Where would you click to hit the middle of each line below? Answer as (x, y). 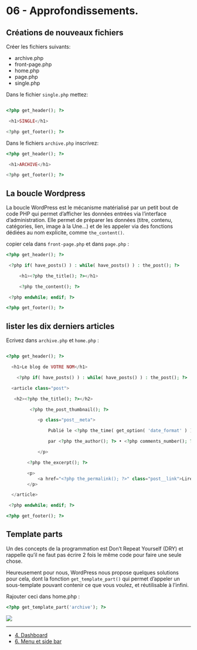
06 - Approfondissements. (72, 11)
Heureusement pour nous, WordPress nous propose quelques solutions (92, 572)
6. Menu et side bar (38, 641)
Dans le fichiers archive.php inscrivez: (52, 143)
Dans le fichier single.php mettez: (47, 94)
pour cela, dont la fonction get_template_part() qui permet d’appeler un (93, 579)
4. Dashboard (31, 635)
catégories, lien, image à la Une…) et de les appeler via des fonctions (90, 226)
